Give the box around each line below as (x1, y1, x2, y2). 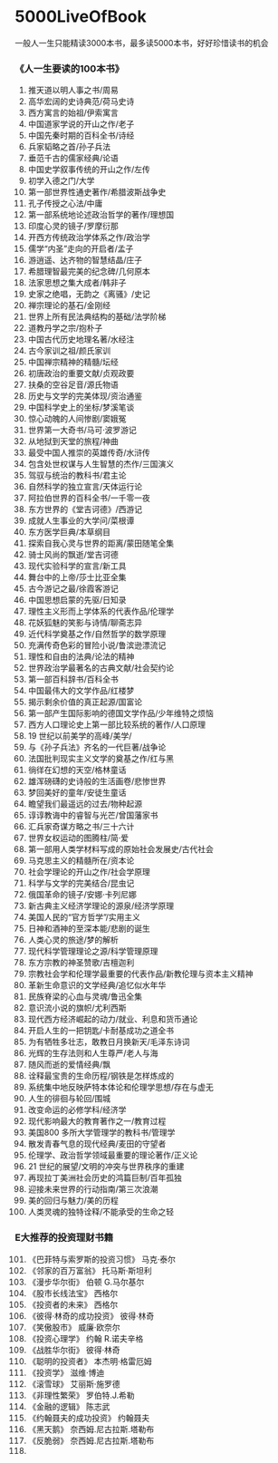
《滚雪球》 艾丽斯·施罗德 (27, 1378, 120, 1389)
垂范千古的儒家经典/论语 (27, 152, 119, 164)
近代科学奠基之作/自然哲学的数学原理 (27, 628, 167, 640)
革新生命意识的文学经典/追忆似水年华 (27, 980, 167, 991)
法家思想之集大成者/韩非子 (27, 277, 127, 288)
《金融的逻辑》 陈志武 (27, 1400, 110, 1411)
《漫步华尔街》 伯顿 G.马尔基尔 (27, 1276, 145, 1287)
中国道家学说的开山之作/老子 (27, 119, 135, 130)
